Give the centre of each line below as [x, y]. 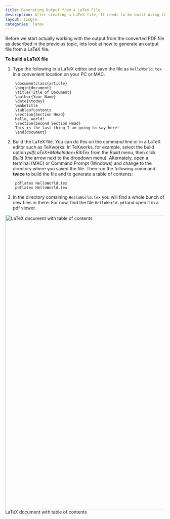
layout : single [21, 19]
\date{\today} [30, 101]
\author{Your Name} [35, 97]
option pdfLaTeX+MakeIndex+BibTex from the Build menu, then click [84, 153]
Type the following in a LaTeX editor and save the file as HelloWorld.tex [87, 69]
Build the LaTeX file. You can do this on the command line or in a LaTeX [87, 142]
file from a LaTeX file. [27, 49]
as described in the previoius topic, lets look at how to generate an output [82, 44]
